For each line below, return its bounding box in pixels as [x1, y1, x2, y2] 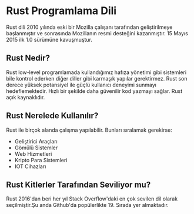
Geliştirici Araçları [14, 138, 58, 145]
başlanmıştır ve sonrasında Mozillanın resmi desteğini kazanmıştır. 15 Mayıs [6, 29, 188, 36]
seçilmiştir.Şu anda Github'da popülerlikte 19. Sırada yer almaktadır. [6, 202, 169, 209]
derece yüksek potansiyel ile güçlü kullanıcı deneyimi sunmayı [6, 81, 157, 88]
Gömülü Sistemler [14, 144, 58, 151]
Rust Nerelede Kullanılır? [6, 111, 99, 121]
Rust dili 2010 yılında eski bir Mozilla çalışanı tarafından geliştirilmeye [6, 24, 173, 31]
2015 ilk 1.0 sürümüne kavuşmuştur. [6, 36, 93, 43]
